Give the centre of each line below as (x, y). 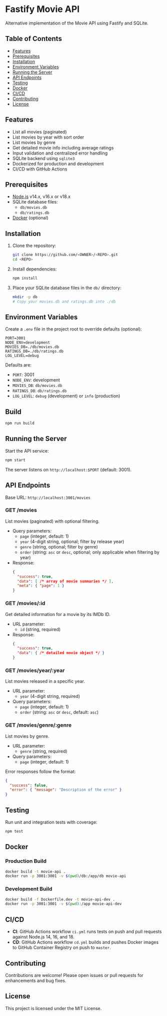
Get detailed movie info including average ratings (63, 147)
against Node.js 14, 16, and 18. (43, 937)
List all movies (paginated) (39, 131)
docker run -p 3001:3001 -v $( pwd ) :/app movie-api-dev (63, 904)
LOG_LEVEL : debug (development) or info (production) (66, 396)
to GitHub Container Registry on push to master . (61, 947)
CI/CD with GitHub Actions (40, 169)
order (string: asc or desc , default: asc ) (59, 712)
